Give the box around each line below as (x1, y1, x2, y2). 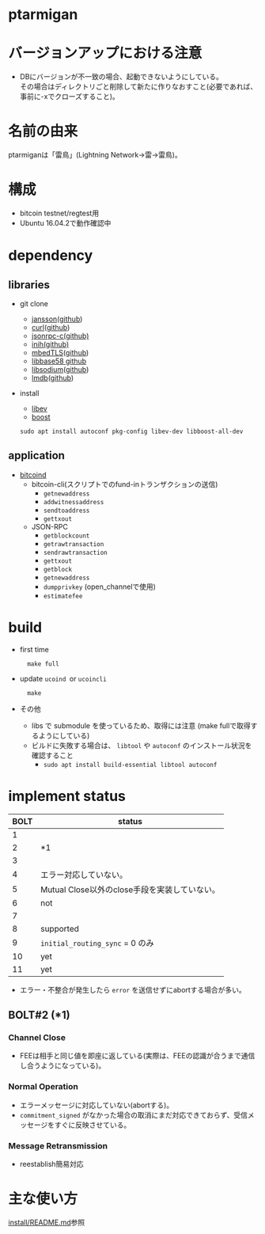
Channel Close (8, 1032, 66, 1042)
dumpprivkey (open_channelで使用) (43, 582, 157, 591)
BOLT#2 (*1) (8, 1008, 70, 1022)
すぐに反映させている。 (54, 1120, 131, 1130)
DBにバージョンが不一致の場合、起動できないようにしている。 (19, 72, 224, 82)
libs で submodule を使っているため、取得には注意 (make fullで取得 (31, 720, 251, 730)
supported (40, 923, 79, 934)
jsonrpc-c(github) (31, 331, 89, 340)
